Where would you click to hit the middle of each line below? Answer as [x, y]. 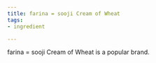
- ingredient [26, 26]
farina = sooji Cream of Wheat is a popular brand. [79, 52]
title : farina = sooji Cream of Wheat [64, 13]
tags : [15, 20]
